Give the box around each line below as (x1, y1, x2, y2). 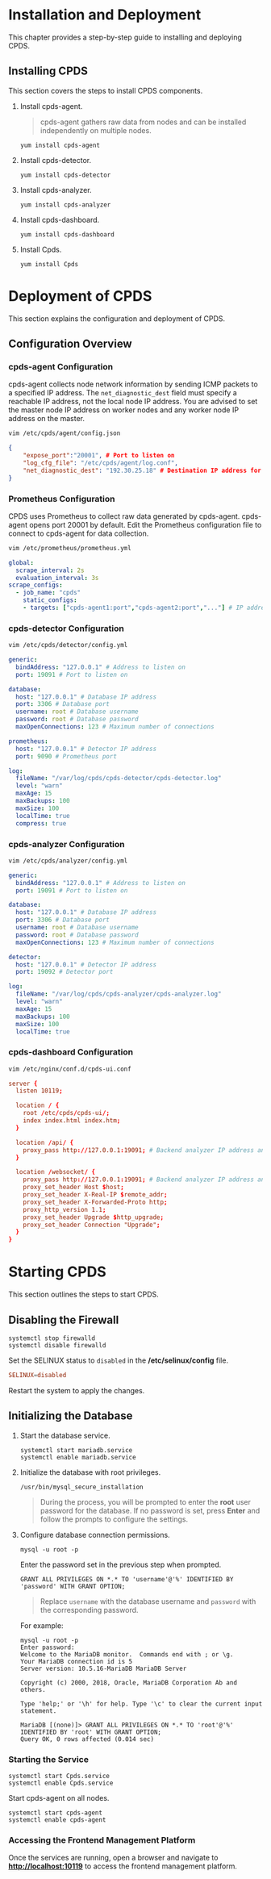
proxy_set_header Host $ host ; (23, 1184, 125, 1192)
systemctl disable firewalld (8, 1341, 106, 1349)
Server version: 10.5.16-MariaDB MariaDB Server (19, 1664, 187, 1672)
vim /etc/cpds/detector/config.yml (8, 641, 128, 649)
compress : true (15, 819, 67, 828)
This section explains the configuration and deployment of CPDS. (8, 313, 226, 324)
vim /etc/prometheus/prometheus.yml (8, 544, 131, 552)
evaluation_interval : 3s (15, 574, 99, 582)
